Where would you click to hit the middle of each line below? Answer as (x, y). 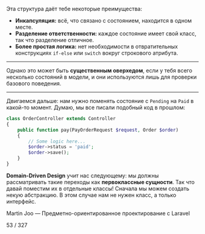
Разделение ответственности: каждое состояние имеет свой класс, (106, 34)
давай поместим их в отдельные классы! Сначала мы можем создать (98, 188)
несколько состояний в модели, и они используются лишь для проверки (102, 77)
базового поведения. (34, 83)
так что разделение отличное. (55, 40)
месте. (24, 27)
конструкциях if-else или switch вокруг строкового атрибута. (96, 53)
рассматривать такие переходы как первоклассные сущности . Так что (101, 182)
